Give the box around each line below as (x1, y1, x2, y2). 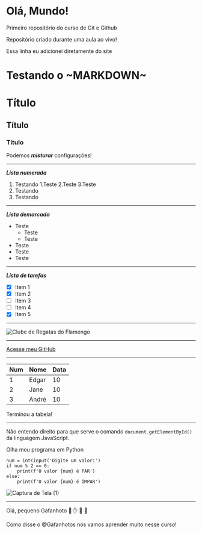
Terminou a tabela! (6, 411, 53, 418)
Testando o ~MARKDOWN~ (6, 69, 147, 82)
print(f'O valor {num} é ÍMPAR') (17, 479, 101, 485)
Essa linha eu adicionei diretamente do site (6, 47, 112, 55)
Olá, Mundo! (6, 4, 69, 18)
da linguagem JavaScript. (6, 435, 70, 442)
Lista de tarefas (6, 272, 47, 279)
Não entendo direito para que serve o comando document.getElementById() (6, 428, 192, 435)
